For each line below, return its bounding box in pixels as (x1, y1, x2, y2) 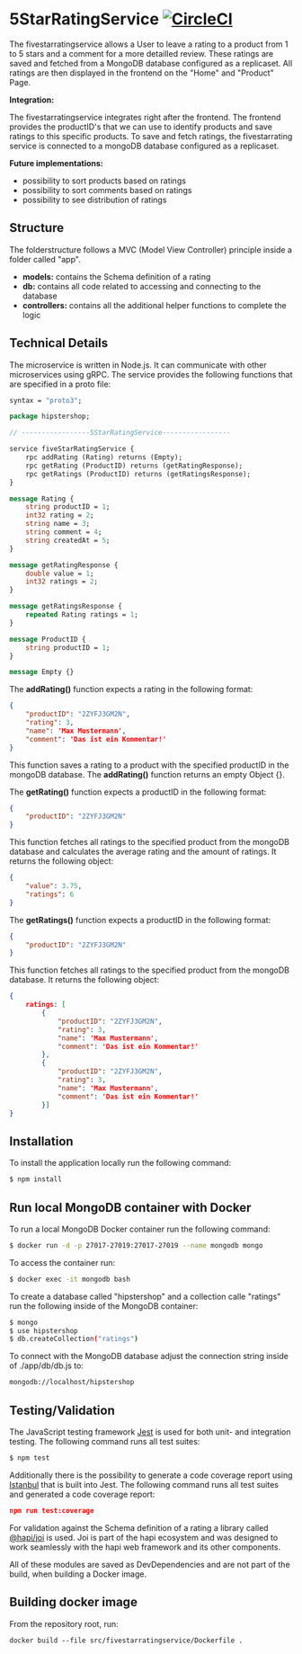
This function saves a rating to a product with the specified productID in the (9, 760, 289, 770)
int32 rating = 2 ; (25, 511, 94, 520)
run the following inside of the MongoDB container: (9, 1300, 199, 1312)
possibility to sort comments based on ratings (22, 184, 192, 195)
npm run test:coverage (9, 1506, 94, 1515)
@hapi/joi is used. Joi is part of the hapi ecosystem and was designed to (9, 1532, 279, 1543)
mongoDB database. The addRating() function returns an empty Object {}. (9, 769, 286, 779)
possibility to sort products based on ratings (22, 175, 187, 186)
